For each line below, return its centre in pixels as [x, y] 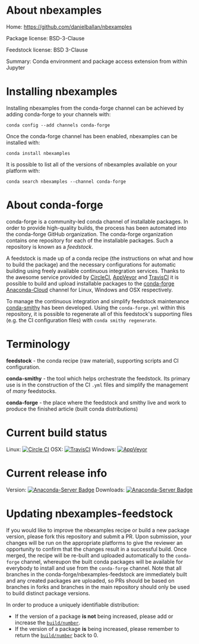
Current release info [57, 473]
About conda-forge [55, 205]
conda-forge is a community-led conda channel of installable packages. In [97, 221]
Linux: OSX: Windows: [61, 449]
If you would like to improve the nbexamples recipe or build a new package [98, 530]
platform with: [23, 170]
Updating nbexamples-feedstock [90, 513]
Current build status [57, 432]
